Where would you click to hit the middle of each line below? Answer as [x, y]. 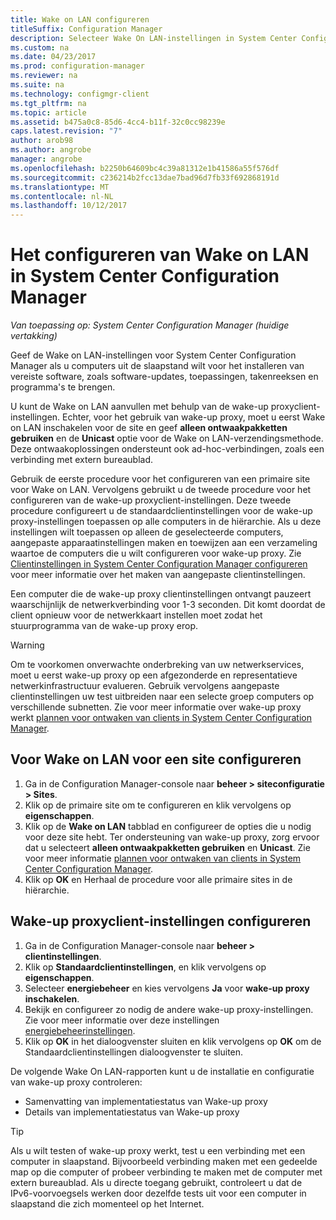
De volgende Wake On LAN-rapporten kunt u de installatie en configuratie [162, 1071]
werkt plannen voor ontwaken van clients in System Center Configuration [161, 718]
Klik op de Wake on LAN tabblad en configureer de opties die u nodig [168, 826]
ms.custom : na [40, 47]
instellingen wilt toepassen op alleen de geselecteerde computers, [147, 532]
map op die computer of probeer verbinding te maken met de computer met [166, 1172]
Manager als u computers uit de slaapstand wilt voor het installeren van [157, 366]
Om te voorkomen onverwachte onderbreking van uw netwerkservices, [157, 665]
